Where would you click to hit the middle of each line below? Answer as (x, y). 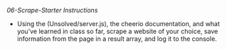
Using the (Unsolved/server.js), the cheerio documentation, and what (118, 24)
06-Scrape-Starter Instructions (52, 10)
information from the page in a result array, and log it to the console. (117, 39)
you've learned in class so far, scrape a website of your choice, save (117, 31)
